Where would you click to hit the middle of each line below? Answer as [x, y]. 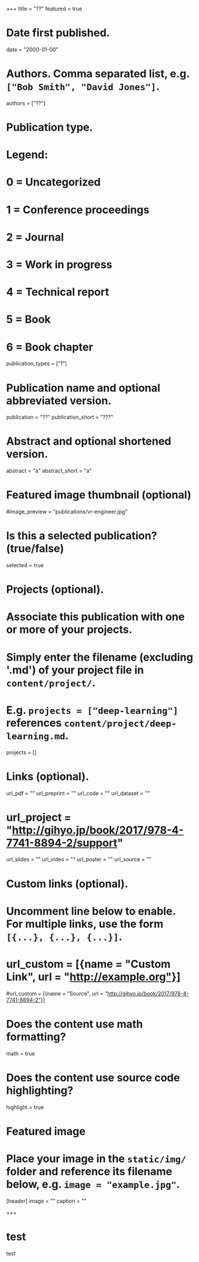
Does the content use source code [93, 1077]
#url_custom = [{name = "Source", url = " [57, 993]
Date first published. [58, 33]
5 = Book [28, 320]
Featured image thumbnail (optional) [99, 495]
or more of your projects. [69, 630]
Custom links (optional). [67, 884]
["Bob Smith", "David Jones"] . [83, 87]
